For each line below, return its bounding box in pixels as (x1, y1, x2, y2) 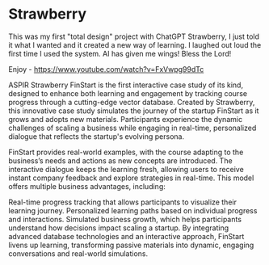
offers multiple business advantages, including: (8, 181, 166, 191)
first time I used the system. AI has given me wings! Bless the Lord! (8, 48, 232, 58)
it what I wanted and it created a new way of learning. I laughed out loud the (8, 40, 262, 49)
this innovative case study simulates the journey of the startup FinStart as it (8, 106, 259, 116)
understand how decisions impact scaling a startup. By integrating (8, 223, 229, 233)
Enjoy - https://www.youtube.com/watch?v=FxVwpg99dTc (8, 64, 204, 74)
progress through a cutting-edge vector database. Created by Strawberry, (8, 97, 255, 107)
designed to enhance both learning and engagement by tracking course (8, 88, 248, 98)
